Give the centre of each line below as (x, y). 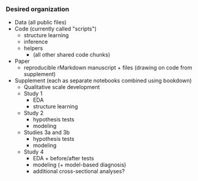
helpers (33, 48)
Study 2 (34, 113)
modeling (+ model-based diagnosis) (79, 165)
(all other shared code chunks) (71, 55)
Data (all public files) (40, 23)
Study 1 (33, 94)
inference (36, 42)
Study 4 (34, 152)
